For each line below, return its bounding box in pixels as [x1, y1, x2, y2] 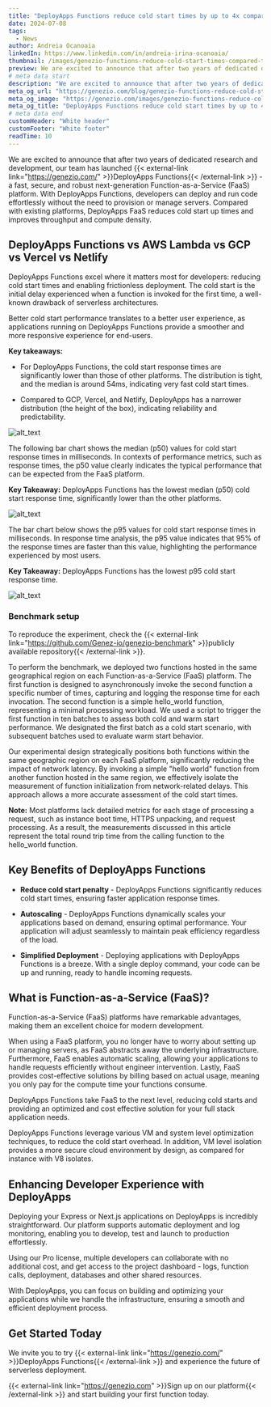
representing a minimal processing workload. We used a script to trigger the [8, 705, 261, 714]
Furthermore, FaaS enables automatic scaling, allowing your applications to [8, 1053, 258, 1064]
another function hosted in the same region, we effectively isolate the [8, 772, 240, 782]
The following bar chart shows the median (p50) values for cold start [8, 443, 237, 453]
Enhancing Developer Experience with [8, 1177, 205, 1191]
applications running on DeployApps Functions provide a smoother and [8, 322, 244, 332]
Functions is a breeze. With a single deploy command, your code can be [19, 959, 261, 968]
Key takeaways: [8, 346, 63, 356]
